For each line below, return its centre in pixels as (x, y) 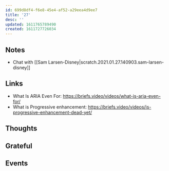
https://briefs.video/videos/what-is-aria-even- (112, 96)
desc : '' (15, 19)
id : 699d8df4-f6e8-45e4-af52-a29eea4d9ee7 (51, 10)
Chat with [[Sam (30, 62)
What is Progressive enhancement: (50, 107)
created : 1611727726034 (31, 29)
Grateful (19, 146)
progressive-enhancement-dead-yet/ (52, 112)
